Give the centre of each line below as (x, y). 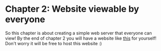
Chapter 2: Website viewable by (72, 9)
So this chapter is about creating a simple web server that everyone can (79, 33)
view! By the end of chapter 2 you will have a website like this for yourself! (81, 38)
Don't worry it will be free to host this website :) (54, 43)
